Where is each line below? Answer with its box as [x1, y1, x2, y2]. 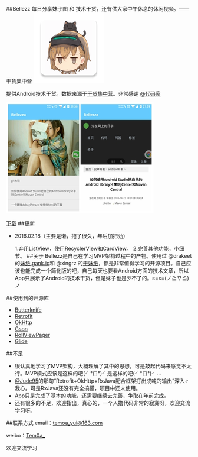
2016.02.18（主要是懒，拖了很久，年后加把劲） [14, 232, 128, 239]
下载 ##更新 [6, 220, 35, 226]
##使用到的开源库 [6, 294, 49, 302]
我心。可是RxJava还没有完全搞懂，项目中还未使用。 [14, 385, 141, 391]
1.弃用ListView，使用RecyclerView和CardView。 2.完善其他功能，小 [14, 245, 180, 252]
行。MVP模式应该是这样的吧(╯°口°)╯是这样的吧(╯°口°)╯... [14, 370, 162, 377]
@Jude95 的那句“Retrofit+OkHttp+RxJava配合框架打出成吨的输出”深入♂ [14, 377, 189, 384]
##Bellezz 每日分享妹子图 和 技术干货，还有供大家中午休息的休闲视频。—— [6, 5, 190, 12]
